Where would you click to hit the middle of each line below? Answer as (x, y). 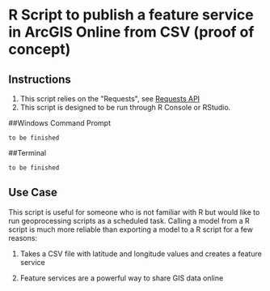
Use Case (33, 193)
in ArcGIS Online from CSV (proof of (131, 32)
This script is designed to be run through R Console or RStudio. (125, 107)
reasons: (23, 238)
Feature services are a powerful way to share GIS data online (122, 278)
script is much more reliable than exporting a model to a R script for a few (131, 229)
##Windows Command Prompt (60, 123)
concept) (40, 49)
